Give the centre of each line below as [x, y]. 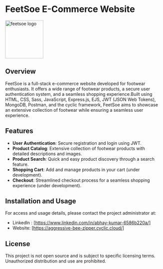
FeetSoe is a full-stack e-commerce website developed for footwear [75, 83]
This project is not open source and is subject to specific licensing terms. [80, 256]
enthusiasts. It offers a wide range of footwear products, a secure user [78, 89]
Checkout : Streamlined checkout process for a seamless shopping [81, 180]
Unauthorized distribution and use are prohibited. [56, 261]
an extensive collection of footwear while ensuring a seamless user [74, 110]
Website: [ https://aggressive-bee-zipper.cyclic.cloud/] [68, 228]
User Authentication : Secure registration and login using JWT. [77, 143]
